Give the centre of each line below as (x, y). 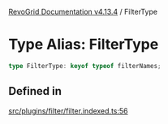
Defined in (35, 91)
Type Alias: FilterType (84, 45)
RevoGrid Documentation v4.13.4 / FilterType (83, 12)
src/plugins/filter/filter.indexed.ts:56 (68, 111)
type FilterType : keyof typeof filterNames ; (85, 66)
